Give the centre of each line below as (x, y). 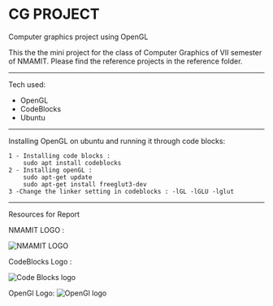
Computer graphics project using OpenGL (78, 37)
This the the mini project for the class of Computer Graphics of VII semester (135, 52)
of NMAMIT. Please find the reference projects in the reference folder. (126, 61)
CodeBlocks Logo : (40, 261)
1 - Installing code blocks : (60, 155)
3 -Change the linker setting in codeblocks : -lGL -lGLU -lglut (121, 191)
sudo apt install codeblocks (72, 163)
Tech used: (27, 84)
